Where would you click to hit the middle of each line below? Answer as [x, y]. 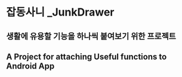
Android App [30, 66]
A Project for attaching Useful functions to [87, 56]
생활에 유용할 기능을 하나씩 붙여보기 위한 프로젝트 [91, 36]
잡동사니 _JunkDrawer [60, 12]
